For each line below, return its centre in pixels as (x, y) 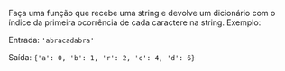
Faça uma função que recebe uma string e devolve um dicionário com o (142, 13)
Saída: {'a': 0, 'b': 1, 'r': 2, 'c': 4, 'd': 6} (102, 57)
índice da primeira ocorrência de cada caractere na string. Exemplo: (135, 22)
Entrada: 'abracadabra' (51, 40)
